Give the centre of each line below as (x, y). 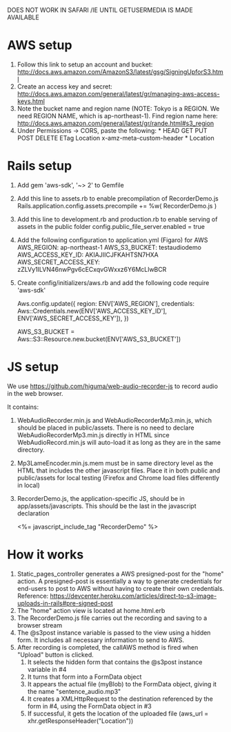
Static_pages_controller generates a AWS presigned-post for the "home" (120, 574)
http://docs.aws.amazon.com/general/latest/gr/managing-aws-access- (118, 93)
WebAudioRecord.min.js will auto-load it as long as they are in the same (119, 442)
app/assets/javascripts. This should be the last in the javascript (107, 506)
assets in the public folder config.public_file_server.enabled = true (111, 226)
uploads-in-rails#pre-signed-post (65, 603)
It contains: (23, 407)
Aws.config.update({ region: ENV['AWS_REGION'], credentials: (106, 303)
